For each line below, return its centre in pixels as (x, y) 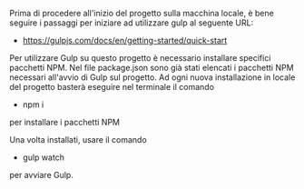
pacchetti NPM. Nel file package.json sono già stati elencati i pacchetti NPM (152, 68)
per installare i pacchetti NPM (65, 122)
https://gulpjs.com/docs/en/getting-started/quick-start (125, 40)
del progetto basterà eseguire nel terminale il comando (112, 87)
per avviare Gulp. (42, 175)
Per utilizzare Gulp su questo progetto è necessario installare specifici (140, 58)
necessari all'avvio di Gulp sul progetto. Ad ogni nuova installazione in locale (152, 77)
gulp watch (44, 157)
